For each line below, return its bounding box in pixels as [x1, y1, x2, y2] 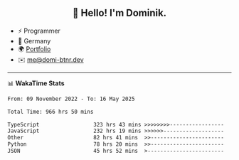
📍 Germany [17, 36, 51, 45]
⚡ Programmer [17, 26, 60, 35]
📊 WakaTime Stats [7, 79, 65, 87]
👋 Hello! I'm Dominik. [72, 7, 167, 19]
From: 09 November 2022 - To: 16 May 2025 [7, 95, 135, 102]
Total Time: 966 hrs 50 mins [7, 108, 94, 115]
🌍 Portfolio [17, 44, 51, 53]
